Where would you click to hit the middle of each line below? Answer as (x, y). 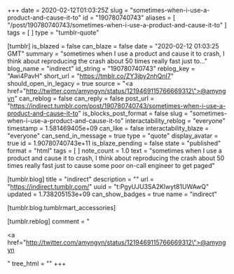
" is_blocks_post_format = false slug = (133, 113)
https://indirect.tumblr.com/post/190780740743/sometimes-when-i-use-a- (118, 106)
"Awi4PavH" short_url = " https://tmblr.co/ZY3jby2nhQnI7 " (90, 76)
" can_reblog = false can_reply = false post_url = (84, 98)
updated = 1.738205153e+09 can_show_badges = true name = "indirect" (112, 194)
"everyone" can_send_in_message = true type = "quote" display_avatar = (113, 136)
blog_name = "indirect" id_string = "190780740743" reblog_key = (101, 68)
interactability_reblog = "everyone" (175, 121)
